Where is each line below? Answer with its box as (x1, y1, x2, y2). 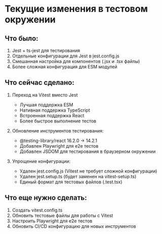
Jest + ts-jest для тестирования (12, 48, 80, 53)
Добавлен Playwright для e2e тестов (19, 143, 99, 149)
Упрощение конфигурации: (12, 158, 71, 164)
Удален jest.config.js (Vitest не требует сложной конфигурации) (19, 168, 157, 174)
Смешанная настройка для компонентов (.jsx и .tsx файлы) (12, 58, 140, 64)
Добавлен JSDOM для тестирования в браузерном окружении (19, 148, 156, 154)
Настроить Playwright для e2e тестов (12, 218, 93, 224)
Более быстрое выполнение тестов (19, 118, 97, 124)
